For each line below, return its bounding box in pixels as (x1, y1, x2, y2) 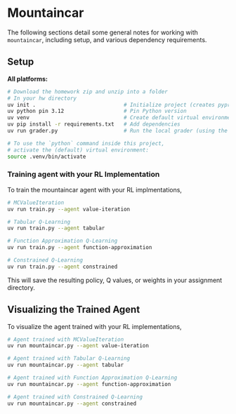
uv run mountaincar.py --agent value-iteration (7, 342, 150, 349)
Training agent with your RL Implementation (7, 170, 160, 180)
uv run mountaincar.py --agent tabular (7, 361, 124, 369)
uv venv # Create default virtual (7, 114, 199, 121)
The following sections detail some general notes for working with (7, 28, 199, 36)
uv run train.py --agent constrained (7, 263, 118, 270)
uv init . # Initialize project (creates (7, 101, 216, 108)
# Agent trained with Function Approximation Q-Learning (7, 374, 178, 382)
